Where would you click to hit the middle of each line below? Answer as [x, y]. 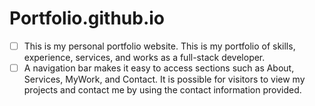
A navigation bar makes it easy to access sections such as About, [159, 68]
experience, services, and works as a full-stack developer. [144, 57]
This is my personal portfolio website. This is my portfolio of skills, [159, 46]
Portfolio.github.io [87, 18]
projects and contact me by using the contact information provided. [162, 90]
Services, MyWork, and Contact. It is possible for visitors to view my [164, 79]
